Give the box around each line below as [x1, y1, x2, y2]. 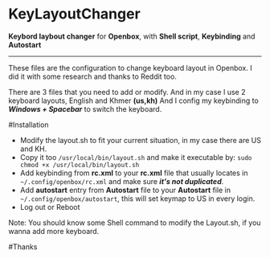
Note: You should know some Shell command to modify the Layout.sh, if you [8, 218, 261, 227]
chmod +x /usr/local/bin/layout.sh [19, 161, 140, 169]
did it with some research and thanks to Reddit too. [8, 72, 177, 81]
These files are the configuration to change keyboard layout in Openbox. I [8, 63, 252, 72]
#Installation [8, 120, 50, 129]
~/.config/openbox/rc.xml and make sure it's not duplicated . [19, 176, 224, 186]
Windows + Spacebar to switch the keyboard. [8, 104, 162, 113]
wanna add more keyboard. [8, 226, 100, 235]
